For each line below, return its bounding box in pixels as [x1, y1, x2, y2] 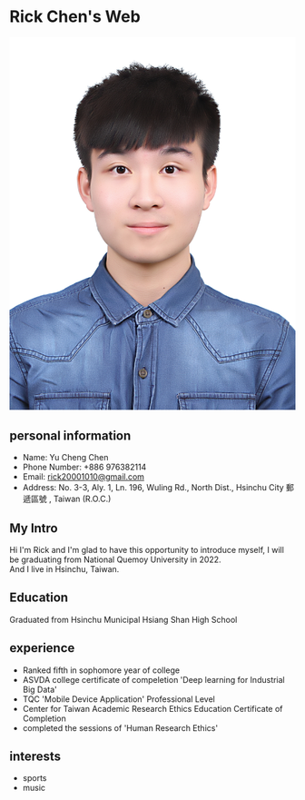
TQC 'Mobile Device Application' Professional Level [22, 693, 215, 705]
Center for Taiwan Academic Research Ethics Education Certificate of [22, 703, 283, 714]
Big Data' [22, 684, 57, 695]
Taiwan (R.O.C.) [53, 493, 112, 505]
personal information [9, 428, 132, 443]
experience [9, 640, 75, 656]
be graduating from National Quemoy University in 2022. [9, 554, 221, 565]
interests [9, 749, 62, 765]
